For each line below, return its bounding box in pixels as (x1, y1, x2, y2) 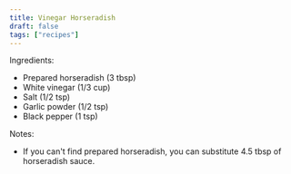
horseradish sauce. (22, 156, 95, 167)
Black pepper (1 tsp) (22, 111, 98, 122)
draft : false (9, 22, 59, 31)
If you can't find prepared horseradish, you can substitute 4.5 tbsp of (22, 146, 282, 157)
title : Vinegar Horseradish (9, 13, 116, 23)
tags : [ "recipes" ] (9, 30, 79, 39)
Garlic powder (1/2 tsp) (22, 101, 109, 112)
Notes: (9, 129, 35, 140)
